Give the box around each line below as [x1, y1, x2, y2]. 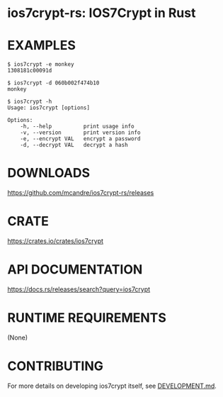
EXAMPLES [7, 38, 76, 54]
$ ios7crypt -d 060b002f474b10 [7, 79, 100, 86]
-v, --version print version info [20, 129, 141, 136]
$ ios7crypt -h [7, 98, 52, 106]
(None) [7, 333, 28, 342]
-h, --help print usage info [20, 123, 135, 130]
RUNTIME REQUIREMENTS [7, 310, 166, 326]
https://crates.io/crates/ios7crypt [7, 237, 104, 245]
